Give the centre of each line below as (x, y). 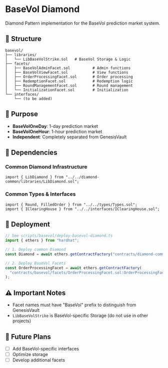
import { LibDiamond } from (34, 177)
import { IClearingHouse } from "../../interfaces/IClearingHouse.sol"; (82, 209)
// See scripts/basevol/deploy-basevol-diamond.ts (59, 236)
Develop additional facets (38, 360)
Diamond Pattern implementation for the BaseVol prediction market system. (83, 23)
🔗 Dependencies (31, 152)
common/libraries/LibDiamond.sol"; (42, 181)
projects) (22, 321)
